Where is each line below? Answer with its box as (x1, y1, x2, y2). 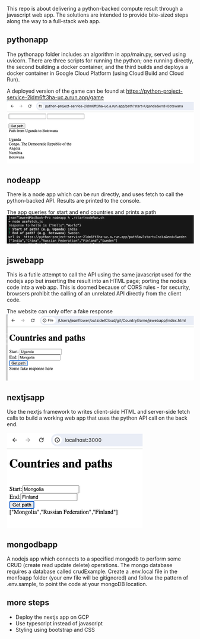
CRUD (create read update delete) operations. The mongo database (7, 562, 173, 569)
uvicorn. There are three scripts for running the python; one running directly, (7, 56, 194, 64)
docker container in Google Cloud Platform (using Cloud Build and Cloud (7, 70, 184, 77)
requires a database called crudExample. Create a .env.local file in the (7, 568, 177, 575)
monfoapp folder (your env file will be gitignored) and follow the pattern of (7, 574, 189, 581)
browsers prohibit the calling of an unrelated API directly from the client (7, 290, 182, 297)
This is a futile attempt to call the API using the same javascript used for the (7, 271, 192, 278)
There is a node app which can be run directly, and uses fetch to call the (7, 191, 183, 198)
